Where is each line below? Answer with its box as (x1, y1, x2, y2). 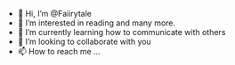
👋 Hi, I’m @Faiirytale (17, 9, 92, 18)
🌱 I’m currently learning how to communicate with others (17, 27, 226, 37)
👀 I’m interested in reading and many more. (17, 18, 176, 28)
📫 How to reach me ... (17, 47, 101, 56)
